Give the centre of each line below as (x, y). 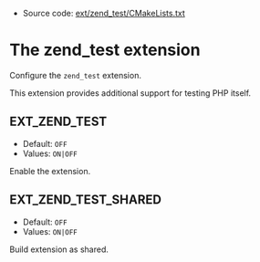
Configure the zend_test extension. (75, 75)
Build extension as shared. (59, 249)
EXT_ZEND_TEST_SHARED (86, 200)
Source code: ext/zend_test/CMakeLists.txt (104, 13)
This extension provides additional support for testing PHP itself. (130, 93)
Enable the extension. (50, 171)
